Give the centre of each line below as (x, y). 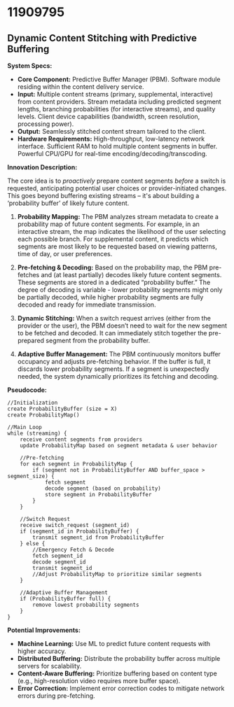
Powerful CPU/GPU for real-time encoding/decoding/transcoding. (112, 154)
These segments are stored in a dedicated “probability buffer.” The (114, 282)
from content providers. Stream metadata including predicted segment (119, 101)
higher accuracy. (42, 651)
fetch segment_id (57, 556)
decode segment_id (59, 562)
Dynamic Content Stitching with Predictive (102, 38)
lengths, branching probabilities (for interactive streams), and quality (116, 109)
